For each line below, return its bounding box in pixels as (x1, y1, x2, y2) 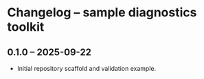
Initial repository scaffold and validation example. (16, 65, 157, 72)
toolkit (7, 19, 45, 35)
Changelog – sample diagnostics (7, 5, 197, 20)
